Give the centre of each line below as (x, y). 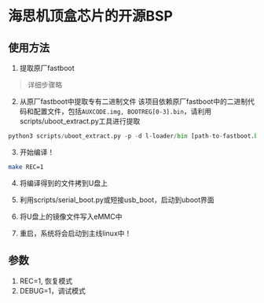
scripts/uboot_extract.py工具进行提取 (80, 121)
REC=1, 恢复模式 (46, 281)
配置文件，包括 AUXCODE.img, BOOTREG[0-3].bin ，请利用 (123, 111)
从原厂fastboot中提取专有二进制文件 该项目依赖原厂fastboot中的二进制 (134, 102)
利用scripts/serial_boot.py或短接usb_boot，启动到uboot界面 (117, 200)
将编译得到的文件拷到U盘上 (64, 183)
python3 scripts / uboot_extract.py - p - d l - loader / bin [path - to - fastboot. (132, 136)
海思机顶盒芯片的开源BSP (91, 16)
